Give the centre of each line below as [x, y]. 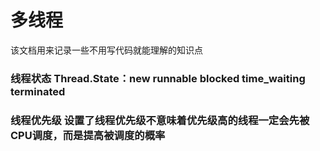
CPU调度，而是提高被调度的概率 [88, 135]
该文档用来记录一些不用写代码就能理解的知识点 [106, 50]
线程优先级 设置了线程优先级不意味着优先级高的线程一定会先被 [160, 120]
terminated [38, 91]
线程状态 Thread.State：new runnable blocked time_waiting [158, 78]
